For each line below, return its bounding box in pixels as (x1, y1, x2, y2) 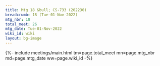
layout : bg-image (5, 36, 42, 41)
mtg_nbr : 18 (5, 17, 30, 22)
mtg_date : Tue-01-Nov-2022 (5, 26, 62, 31)
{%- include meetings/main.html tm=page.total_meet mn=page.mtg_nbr (5, 49, 155, 56)
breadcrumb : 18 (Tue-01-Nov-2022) (5, 12, 78, 17)
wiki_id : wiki (5, 31, 35, 36)
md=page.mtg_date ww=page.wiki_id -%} (5, 55, 93, 61)
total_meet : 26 (5, 21, 37, 27)
